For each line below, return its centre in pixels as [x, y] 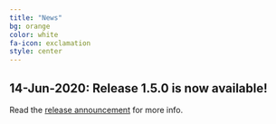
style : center [36, 52]
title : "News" [36, 18]
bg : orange [30, 26]
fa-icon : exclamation [50, 43]
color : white [34, 34]
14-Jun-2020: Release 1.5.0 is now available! [139, 88]
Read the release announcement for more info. [96, 110]
